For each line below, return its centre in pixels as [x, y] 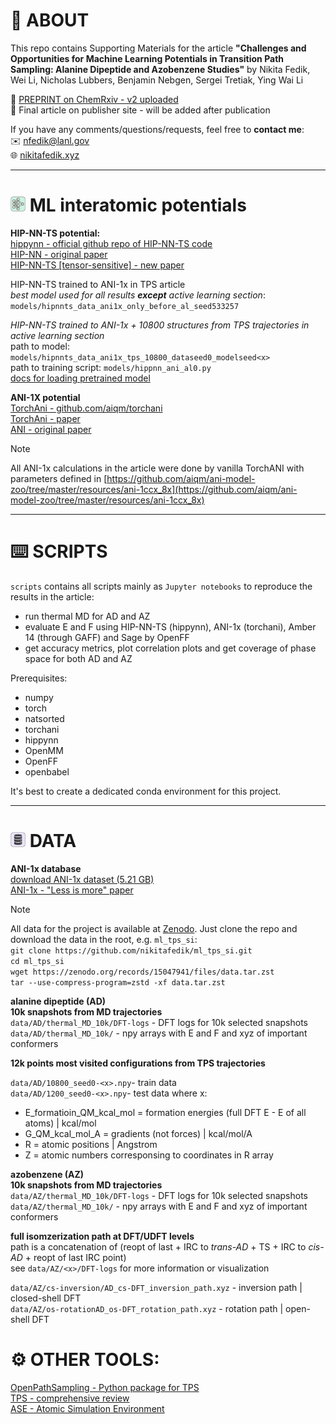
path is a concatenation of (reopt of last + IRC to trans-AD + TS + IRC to [158, 1246]
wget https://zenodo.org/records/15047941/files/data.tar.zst [142, 972]
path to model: [40, 346]
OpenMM [44, 750]
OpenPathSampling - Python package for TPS [105, 1387]
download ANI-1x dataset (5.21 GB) [82, 879]
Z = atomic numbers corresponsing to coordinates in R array [149, 1155]
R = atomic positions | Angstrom [91, 1144]
